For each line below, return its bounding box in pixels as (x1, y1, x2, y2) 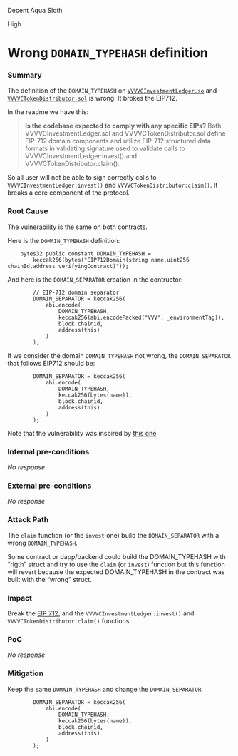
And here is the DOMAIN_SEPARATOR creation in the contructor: (7, 275, 183, 284)
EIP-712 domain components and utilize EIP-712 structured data (24, 137, 212, 145)
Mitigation (7, 668, 44, 678)
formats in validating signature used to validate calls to (24, 144, 185, 153)
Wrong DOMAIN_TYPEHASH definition (7, 45, 209, 61)
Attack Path (7, 515, 49, 525)
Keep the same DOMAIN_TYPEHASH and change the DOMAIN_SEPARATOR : (7, 685, 203, 693)
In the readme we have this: (7, 108, 89, 116)
